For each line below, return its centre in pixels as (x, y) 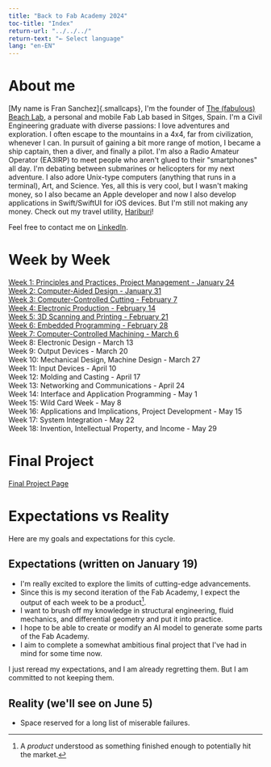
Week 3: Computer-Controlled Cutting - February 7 (93, 299)
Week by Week (59, 260)
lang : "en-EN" (32, 46)
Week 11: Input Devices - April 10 (63, 368)
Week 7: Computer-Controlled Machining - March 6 (94, 334)
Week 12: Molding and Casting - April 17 (75, 377)
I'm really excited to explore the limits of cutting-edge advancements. (135, 583)
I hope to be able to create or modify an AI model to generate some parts (141, 628)
